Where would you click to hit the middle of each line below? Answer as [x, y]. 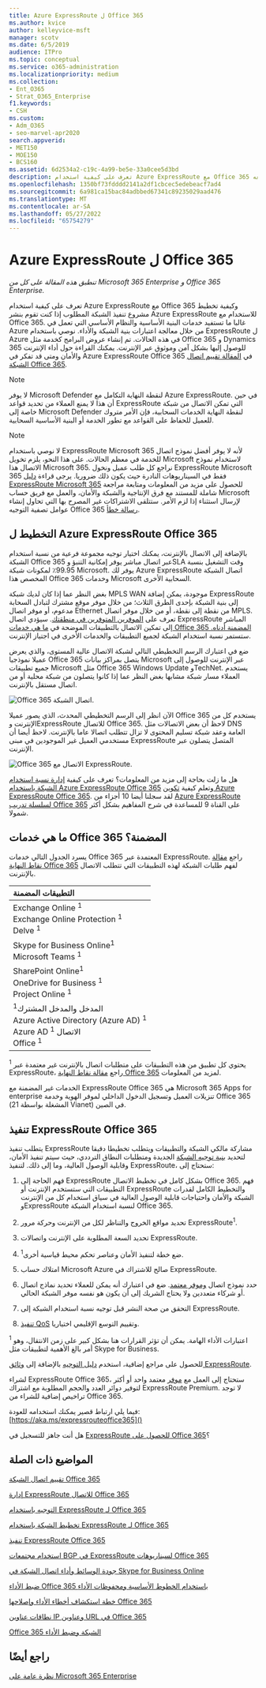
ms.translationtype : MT [48, 199]
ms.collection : [34, 81]
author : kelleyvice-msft [50, 30]
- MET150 [23, 148]
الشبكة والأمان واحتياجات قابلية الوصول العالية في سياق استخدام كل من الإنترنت [137, 1198]
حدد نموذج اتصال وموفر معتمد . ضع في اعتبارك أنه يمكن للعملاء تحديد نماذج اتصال [139, 1285]
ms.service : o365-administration [64, 67]
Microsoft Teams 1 [47, 956]
